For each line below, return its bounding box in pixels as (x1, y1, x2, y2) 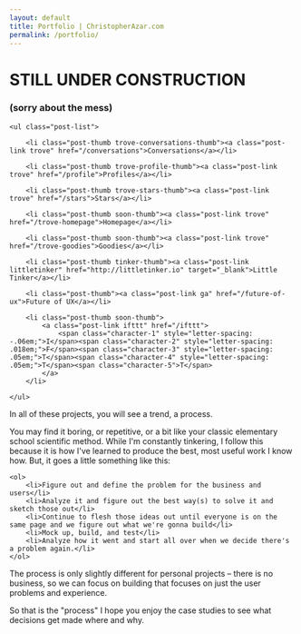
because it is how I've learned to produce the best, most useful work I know (9, 445, 293, 456)
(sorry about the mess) (9, 102, 113, 114)
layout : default (9, 13, 71, 23)
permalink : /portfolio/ (9, 30, 100, 39)
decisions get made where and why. (9, 614, 145, 625)
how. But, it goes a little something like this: (9, 455, 170, 466)
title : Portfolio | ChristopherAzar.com (9, 22, 165, 31)
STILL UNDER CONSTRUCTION (9, 69, 247, 90)
